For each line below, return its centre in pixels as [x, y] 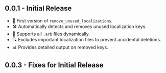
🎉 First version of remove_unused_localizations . [62, 20]
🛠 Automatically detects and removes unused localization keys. [79, 26]
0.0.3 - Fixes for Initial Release [54, 65]
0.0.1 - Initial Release [38, 8]
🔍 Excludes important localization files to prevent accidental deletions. [87, 39]
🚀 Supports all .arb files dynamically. [51, 34]
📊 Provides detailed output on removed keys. [60, 47]
